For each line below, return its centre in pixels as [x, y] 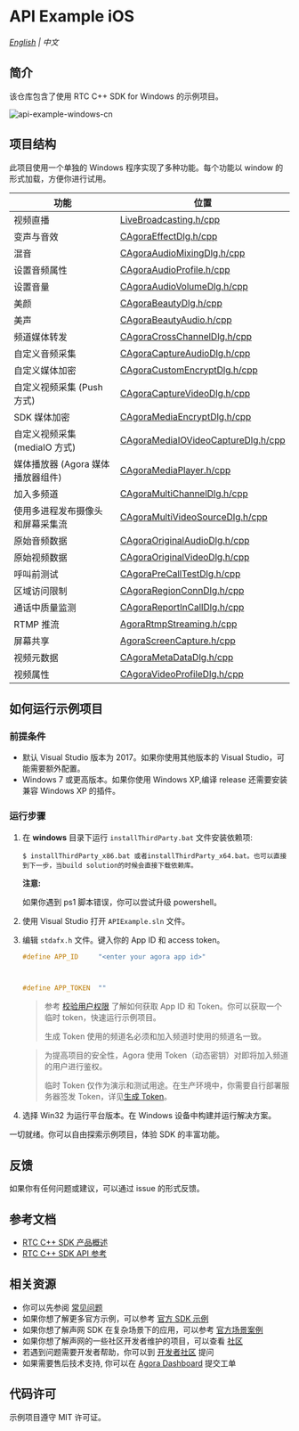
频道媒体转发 [41, 337]
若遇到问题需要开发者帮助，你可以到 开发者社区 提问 [118, 1352]
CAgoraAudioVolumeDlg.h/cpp [184, 286]
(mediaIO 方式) [45, 447]
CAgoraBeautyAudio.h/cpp [176, 320]
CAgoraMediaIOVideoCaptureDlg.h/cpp [202, 440]
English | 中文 [34, 42]
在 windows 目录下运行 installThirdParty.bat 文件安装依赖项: [137, 837]
